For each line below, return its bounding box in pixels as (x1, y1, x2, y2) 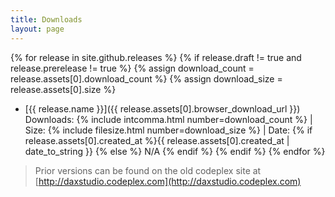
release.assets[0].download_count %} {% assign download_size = (10, 72, 283, 85)
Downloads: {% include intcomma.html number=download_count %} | (24, 113, 313, 125)
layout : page (10, 24, 65, 34)
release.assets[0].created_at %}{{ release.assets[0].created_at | (24, 134, 290, 146)
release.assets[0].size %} (10, 83, 117, 95)
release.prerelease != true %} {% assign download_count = (10, 62, 255, 74)
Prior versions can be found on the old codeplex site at (34, 164, 262, 176)
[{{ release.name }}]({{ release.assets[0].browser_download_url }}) (24, 102, 301, 115)
